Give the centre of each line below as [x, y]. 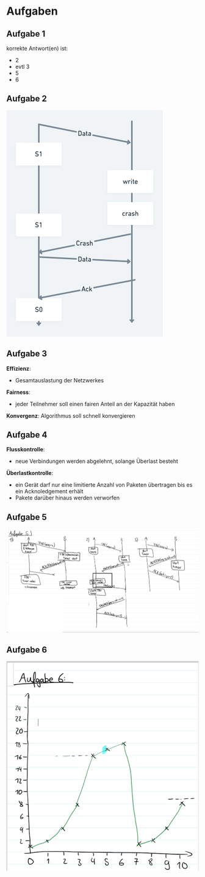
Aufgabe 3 [27, 354]
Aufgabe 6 [27, 650]
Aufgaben [32, 11]
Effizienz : [19, 368]
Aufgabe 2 [27, 99]
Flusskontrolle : [26, 449]
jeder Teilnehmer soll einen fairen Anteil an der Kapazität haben [95, 404]
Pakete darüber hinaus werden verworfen [67, 498]
